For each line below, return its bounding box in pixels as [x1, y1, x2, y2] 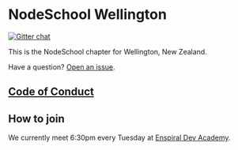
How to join [8, 112, 65, 126]
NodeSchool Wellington [8, 6, 168, 24]
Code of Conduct [8, 85, 95, 99]
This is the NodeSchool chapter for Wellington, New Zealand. [8, 47, 207, 56]
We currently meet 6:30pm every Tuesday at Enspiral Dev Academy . [8, 133, 231, 143]
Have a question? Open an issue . [8, 62, 116, 72]
